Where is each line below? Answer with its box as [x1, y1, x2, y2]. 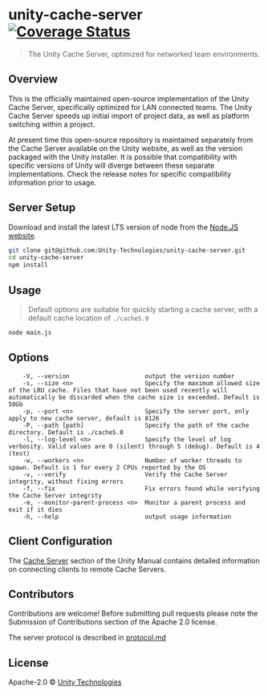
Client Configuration [8, 534, 113, 548]
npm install [8, 261, 48, 270]
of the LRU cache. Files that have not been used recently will [8, 386, 228, 394]
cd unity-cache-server [8, 254, 84, 262]
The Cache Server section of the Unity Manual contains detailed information [8, 555, 261, 565]
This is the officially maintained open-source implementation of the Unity [8, 94, 250, 104]
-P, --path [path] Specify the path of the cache [22, 421, 250, 429]
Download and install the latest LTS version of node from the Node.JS [8, 222, 239, 232]
